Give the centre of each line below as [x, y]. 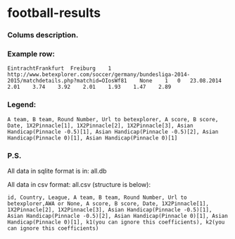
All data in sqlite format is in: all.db [57, 171]
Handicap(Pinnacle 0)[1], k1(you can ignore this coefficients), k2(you [116, 222]
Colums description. [43, 35]
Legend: [22, 105]
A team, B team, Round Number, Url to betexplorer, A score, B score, [113, 119]
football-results [54, 13]
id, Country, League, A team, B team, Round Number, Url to [97, 197]
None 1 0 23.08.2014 [180, 81]
